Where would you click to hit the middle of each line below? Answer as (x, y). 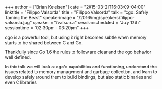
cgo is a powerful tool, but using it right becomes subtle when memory (76, 37)
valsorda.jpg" (18, 22)
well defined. (18, 57)
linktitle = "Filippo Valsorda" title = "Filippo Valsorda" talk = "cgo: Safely (77, 12)
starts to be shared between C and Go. (44, 43)
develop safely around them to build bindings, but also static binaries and (79, 77)
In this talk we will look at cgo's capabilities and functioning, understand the (81, 67)
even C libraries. (21, 82)
